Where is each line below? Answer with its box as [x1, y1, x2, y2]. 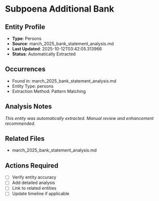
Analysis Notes [5, 102, 52, 111]
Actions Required [5, 161, 59, 169]
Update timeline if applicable [12, 191, 69, 197]
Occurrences [5, 65, 46, 73]
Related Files [5, 134, 45, 143]
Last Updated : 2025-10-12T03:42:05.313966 [12, 46, 102, 51]
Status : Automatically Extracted [12, 51, 76, 57]
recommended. [5, 120, 35, 126]
